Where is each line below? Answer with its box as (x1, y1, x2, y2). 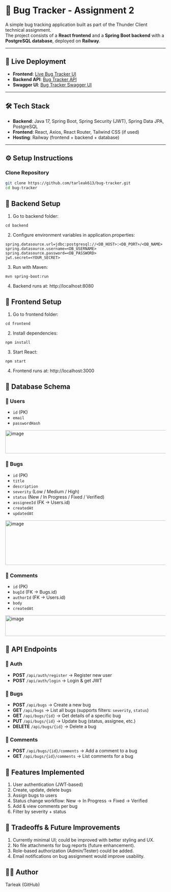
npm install (5, 340, 31, 345)
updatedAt (12, 511, 34, 516)
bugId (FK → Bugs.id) (12, 589, 58, 595)
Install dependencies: (12, 330, 58, 336)
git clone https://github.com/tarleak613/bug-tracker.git (5, 181, 131, 186)
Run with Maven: (12, 264, 48, 270)
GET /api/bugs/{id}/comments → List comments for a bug (12, 753, 133, 759)
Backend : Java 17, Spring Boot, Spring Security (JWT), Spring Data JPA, (12, 118, 164, 124)
